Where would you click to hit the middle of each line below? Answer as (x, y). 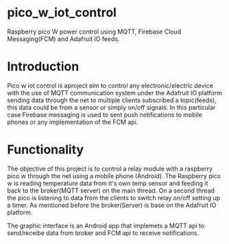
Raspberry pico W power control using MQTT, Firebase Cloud (94, 32)
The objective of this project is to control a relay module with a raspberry (110, 169)
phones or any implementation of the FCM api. (73, 122)
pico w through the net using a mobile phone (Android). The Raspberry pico (114, 175)
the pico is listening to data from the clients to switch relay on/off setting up (114, 197)
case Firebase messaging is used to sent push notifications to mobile (105, 114)
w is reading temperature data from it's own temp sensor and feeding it (108, 183)
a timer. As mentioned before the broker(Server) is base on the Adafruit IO (112, 205)
